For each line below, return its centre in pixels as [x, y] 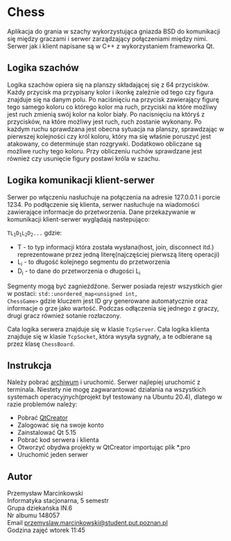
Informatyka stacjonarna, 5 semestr [58, 501]
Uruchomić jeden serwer [53, 455]
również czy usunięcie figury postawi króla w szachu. [84, 158]
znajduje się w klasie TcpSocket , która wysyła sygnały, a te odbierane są [110, 336]
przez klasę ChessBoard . [41, 344]
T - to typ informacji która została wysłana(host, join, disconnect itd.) [115, 247]
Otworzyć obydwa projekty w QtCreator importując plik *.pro [104, 447]
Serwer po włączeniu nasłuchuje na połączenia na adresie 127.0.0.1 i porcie [114, 197]
